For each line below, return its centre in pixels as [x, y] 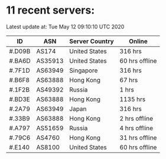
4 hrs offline [136, 128]
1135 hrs [133, 99]
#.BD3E [20, 99]
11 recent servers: [51, 10]
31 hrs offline [138, 138]
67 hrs [129, 80]
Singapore [84, 70]
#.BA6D [20, 61]
